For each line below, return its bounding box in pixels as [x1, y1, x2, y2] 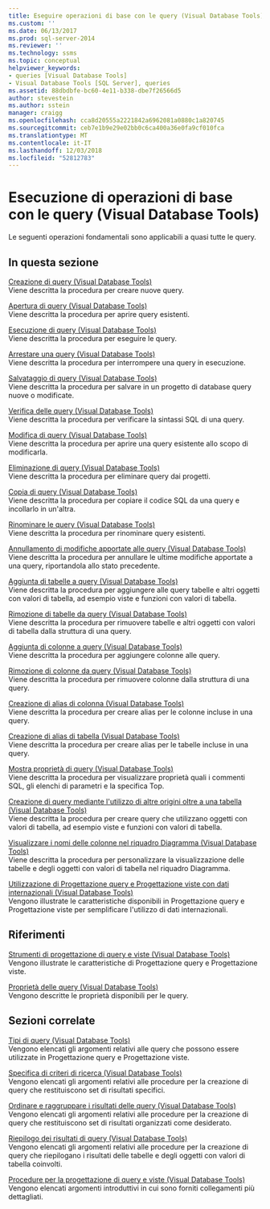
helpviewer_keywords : [8, 64, 81, 72]
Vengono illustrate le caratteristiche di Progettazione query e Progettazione [8, 958, 258, 968]
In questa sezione [8, 255, 99, 269]
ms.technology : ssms [8, 49, 78, 57]
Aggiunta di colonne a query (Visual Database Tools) [8, 642, 183, 652]
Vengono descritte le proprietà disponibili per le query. [8, 990, 189, 1000]
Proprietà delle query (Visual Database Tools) [8, 982, 159, 992]
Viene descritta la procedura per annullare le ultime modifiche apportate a [8, 553, 253, 561]
